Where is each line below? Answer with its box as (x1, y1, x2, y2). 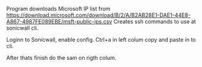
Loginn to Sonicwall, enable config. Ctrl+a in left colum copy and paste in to (6, 36, 197, 43)
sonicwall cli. (6, 24, 39, 31)
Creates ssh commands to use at (113, 18, 197, 25)
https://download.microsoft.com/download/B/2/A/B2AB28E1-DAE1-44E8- (6, 11, 191, 19)
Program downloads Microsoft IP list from (6, 5, 111, 12)
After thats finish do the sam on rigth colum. (6, 54, 117, 61)
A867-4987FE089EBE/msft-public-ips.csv (6, 18, 113, 25)
